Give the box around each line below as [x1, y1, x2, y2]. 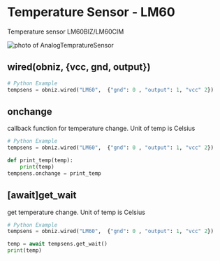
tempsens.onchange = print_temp [7, 169, 101, 177]
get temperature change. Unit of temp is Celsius [7, 208, 145, 216]
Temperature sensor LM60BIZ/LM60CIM [7, 27, 124, 36]
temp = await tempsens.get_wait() [7, 241, 108, 248]
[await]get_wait [7, 190, 77, 202]
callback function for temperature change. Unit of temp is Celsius [7, 124, 196, 133]
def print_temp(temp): [7, 157, 73, 164]
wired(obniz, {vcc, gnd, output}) [7, 61, 151, 73]
